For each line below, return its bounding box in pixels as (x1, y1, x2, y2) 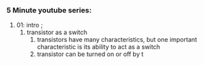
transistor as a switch (26, 28, 87, 36)
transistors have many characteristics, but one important (36, 36, 197, 44)
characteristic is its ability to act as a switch (36, 43, 161, 51)
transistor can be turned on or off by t (36, 50, 144, 58)
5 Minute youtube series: (6, 5, 92, 15)
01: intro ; (16, 21, 43, 29)
